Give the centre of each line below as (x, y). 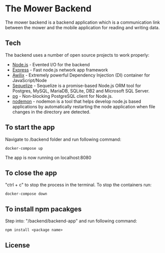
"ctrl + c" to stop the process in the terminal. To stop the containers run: (78, 185)
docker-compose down (26, 194)
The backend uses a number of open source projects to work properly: (77, 55)
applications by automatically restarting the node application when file (84, 106)
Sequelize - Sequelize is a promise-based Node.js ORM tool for (77, 85)
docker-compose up (24, 148)
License (18, 245)
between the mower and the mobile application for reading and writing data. (82, 27)
